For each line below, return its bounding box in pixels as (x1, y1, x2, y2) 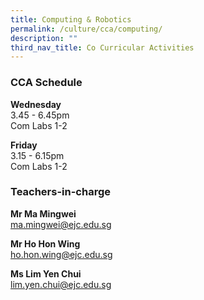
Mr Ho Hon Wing (10, 237, 81, 250)
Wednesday (10, 98, 62, 110)
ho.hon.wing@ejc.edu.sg (10, 248, 113, 260)
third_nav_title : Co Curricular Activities (10, 42, 195, 53)
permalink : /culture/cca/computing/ (10, 24, 163, 34)
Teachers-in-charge (10, 185, 111, 199)
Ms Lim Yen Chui (10, 267, 82, 280)
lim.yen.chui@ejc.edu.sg (10, 278, 112, 290)
